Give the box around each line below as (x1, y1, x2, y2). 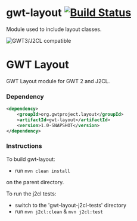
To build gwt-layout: (6, 155, 55, 163)
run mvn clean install (14, 167, 70, 174)
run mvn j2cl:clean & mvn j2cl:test (14, 208, 103, 215)
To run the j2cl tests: (6, 190, 57, 197)
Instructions (6, 142, 43, 150)
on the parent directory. (6, 178, 64, 185)
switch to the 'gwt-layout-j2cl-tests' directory (14, 201, 127, 209)
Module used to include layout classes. (6, 26, 102, 33)
